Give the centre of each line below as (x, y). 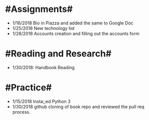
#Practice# (29, 88)
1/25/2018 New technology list (43, 28)
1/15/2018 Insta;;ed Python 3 (41, 101)
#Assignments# (39, 9)
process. (21, 112)
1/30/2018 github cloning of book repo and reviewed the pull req (78, 107)
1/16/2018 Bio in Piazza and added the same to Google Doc (73, 23)
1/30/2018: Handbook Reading (43, 67)
